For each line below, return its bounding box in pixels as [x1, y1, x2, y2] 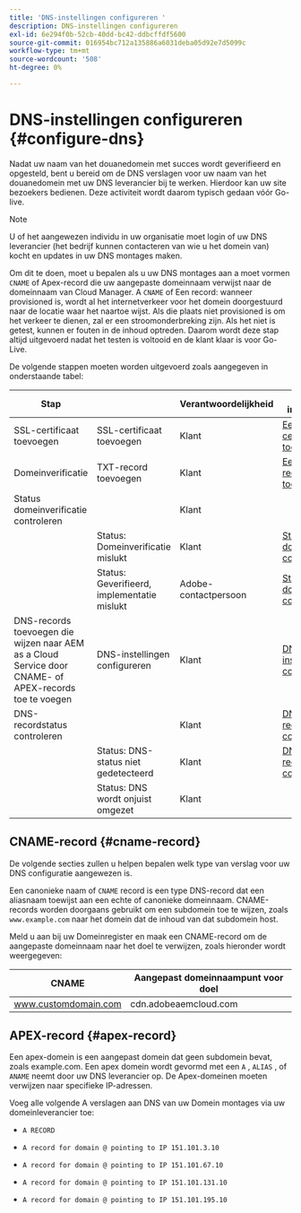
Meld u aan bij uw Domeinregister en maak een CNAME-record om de [9, 931, 267, 941]
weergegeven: [9, 949, 63, 960]
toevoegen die [13, 625, 74, 637]
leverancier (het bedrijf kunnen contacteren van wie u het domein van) [9, 240, 270, 251]
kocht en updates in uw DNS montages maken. [9, 250, 183, 261]
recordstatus [13, 718, 68, 731]
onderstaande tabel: [9, 370, 84, 381]
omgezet [97, 803, 134, 816]
